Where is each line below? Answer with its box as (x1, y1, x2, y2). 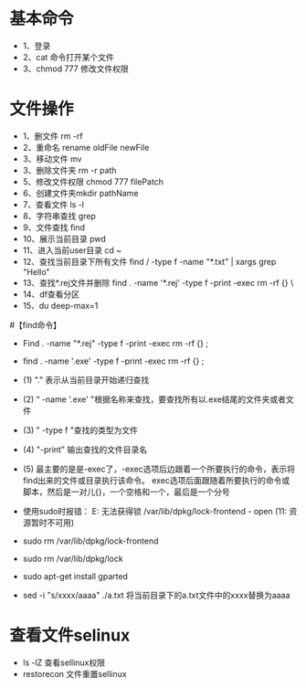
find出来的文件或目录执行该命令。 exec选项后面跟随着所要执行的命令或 (22, 474, 290, 485)
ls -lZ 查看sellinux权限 (22, 657, 106, 668)
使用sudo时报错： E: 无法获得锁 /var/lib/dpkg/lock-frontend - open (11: (22, 505, 288, 516)
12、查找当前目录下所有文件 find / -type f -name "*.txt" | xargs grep (22, 256, 277, 267)
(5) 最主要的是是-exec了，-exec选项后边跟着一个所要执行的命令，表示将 (22, 463, 295, 474)
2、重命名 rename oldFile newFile (22, 142, 150, 153)
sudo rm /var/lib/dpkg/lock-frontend (22, 535, 159, 546)
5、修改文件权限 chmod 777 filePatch (22, 175, 164, 187)
